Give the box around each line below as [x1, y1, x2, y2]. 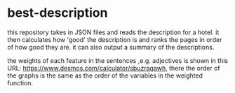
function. [7, 78, 34, 87]
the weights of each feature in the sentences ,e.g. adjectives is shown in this [7, 56, 229, 64]
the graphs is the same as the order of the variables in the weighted [7, 71, 203, 80]
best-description [7, 5, 108, 21]
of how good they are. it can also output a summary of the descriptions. [7, 43, 215, 51]
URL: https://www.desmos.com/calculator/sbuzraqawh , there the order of [7, 64, 221, 72]
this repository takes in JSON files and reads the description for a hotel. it [7, 28, 220, 36]
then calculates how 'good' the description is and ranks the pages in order [7, 35, 222, 43]
